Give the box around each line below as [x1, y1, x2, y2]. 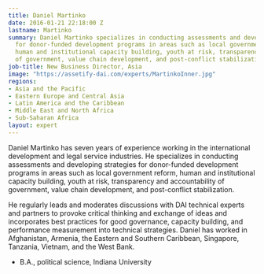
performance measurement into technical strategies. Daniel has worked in [8, 225, 247, 235]
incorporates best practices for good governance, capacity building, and [8, 217, 244, 226]
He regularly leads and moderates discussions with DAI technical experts [8, 200, 245, 209]
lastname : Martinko [8, 26, 72, 34]
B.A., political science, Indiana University [19, 257, 152, 266]
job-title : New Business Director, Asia [8, 63, 143, 71]
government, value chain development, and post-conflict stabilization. [8, 184, 235, 194]
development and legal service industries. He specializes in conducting [8, 151, 239, 161]
